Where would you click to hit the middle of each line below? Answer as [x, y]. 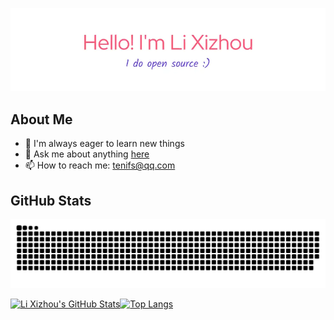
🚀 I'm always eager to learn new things [104, 144]
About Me [41, 119]
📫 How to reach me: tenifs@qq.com [100, 165]
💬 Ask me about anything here [87, 154]
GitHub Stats [51, 200]
